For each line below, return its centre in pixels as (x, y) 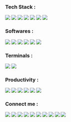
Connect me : (22, 104)
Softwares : (19, 31)
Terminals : (19, 56)
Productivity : (22, 79)
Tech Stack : (20, 7)
